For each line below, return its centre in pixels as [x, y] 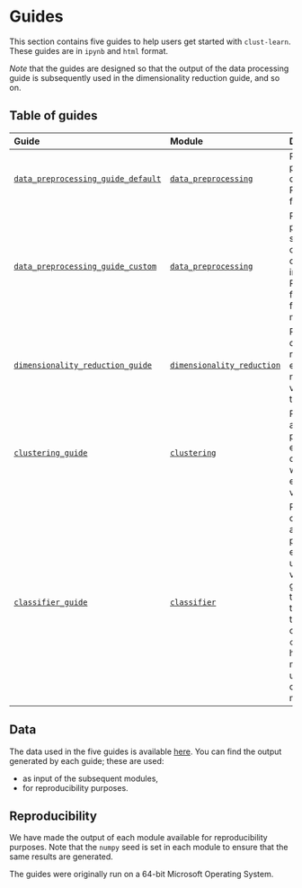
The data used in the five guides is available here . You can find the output [146, 751]
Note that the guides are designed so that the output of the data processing [149, 68]
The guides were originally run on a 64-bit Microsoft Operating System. [142, 875]
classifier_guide [51, 602]
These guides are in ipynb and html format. [89, 50]
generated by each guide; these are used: [87, 760]
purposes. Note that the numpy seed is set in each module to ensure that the [149, 848]
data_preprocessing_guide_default [88, 178]
